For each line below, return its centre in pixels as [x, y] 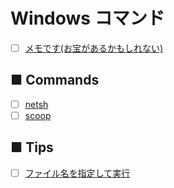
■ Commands [55, 80]
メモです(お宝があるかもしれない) [93, 48]
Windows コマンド [87, 18]
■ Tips [32, 147]
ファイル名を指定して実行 [77, 173]
